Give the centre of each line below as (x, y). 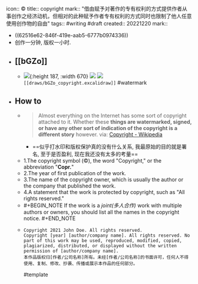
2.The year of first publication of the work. (75, 173)
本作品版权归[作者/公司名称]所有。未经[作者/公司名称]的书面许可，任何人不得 (106, 257)
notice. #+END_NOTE (49, 218)
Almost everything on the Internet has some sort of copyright (112, 115)
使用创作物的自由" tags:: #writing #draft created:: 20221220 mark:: (87, 23)
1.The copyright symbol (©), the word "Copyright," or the (93, 160)
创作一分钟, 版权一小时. (43, 42)
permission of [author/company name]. (71, 251)
